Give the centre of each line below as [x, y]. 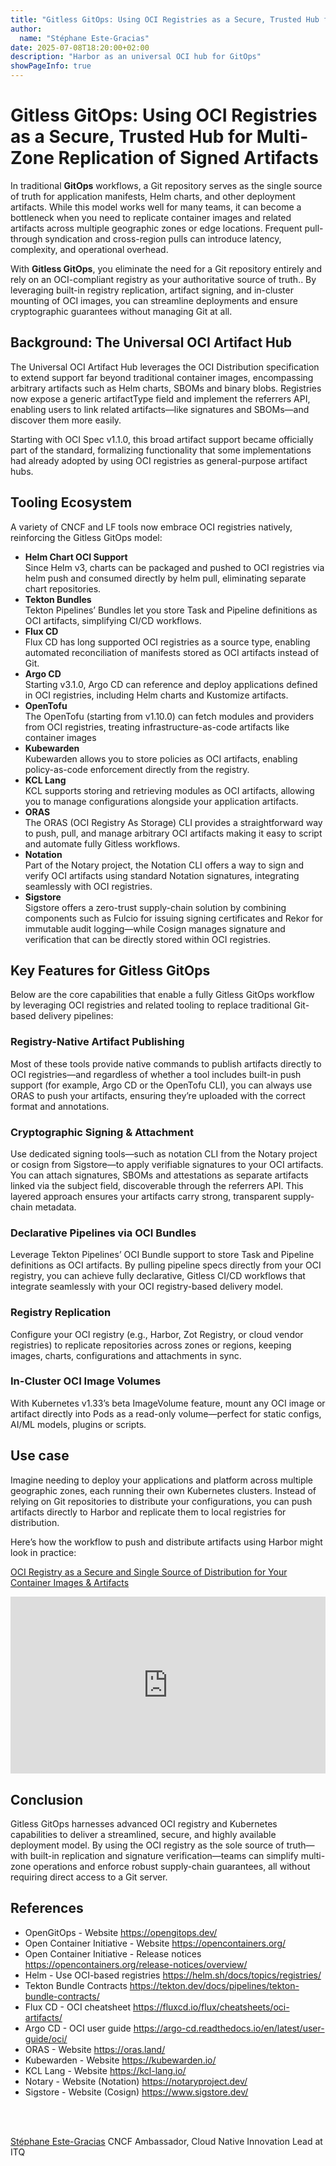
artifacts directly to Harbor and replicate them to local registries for [148, 1512]
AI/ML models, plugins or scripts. [78, 1424]
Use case [40, 1456]
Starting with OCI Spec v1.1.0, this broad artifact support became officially [162, 439]
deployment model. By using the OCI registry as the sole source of [147, 1845]
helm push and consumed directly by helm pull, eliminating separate [165, 578]
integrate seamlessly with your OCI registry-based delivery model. [147, 1287]
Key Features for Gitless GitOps [110, 970]
